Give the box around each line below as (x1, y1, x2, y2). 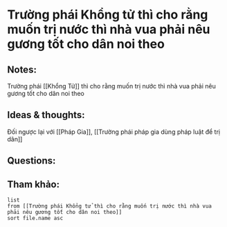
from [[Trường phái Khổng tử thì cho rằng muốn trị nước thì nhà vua (7, 203, 212, 210)
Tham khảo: (7, 178, 60, 190)
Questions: (7, 155, 56, 167)
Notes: (7, 63, 37, 75)
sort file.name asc (7, 215, 64, 222)
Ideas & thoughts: (7, 109, 85, 121)
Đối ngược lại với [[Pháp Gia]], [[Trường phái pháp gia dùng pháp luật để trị (7, 128, 220, 136)
